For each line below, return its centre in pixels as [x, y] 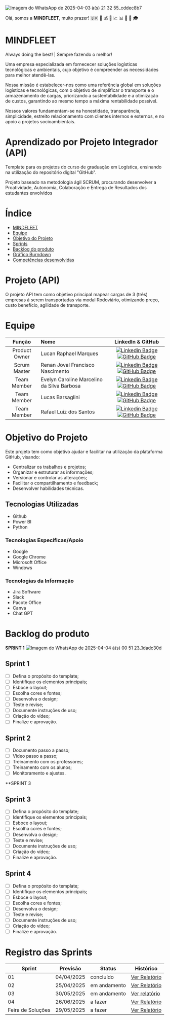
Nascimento [55, 371]
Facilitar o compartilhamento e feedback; [55, 483]
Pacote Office [27, 603]
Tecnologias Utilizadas [42, 504]
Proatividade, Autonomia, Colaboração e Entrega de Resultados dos [76, 187]
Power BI [22, 522]
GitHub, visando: [23, 457]
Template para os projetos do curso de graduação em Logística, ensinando [83, 167]
